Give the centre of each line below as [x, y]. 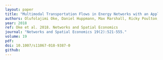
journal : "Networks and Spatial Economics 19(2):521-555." [66, 32]
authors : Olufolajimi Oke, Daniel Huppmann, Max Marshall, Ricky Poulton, [82, 18]
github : [13, 50]
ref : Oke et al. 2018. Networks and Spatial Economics [62, 28]
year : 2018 [16, 23]
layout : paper [19, 9]
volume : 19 [16, 37]
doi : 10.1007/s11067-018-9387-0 [38, 45]
